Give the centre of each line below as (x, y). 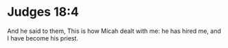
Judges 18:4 (43, 12)
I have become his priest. (43, 38)
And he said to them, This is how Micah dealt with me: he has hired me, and (114, 31)
